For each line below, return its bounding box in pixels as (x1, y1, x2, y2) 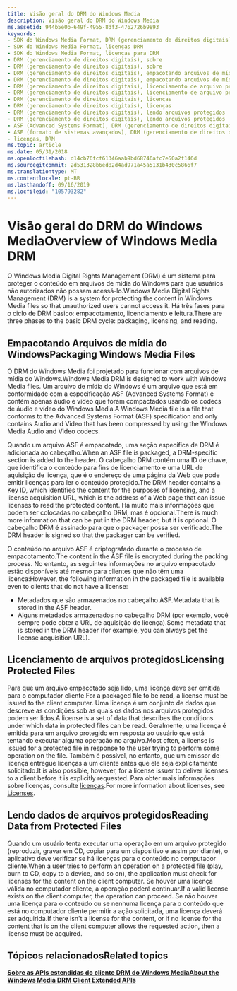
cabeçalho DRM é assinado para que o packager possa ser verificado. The (7, 524, 224, 532)
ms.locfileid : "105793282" (7, 188, 87, 195)
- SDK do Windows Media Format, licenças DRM (7, 43, 143, 50)
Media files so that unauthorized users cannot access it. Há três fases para (7, 302, 226, 310)
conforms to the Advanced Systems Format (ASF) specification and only (7, 412, 218, 421)
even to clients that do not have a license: (7, 582, 128, 590)
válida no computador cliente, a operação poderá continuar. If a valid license (7, 884, 229, 893)
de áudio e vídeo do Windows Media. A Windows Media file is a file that (7, 404, 214, 413)
